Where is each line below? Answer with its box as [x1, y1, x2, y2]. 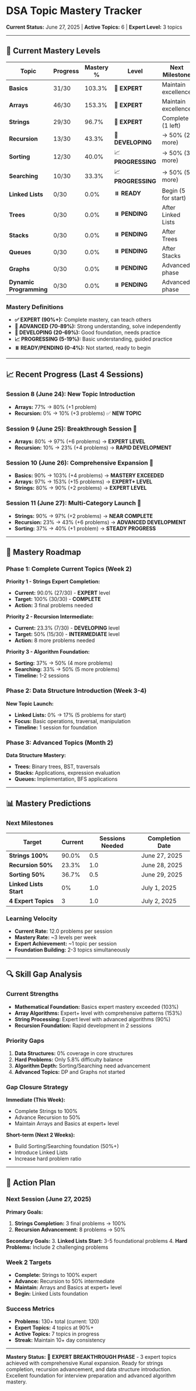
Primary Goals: [6, 1208, 43, 1215]
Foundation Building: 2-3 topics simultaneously [14, 946, 130, 953]
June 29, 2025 [141, 870, 183, 878]
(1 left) [162, 121, 181, 129]
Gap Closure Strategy [6, 1083, 69, 1091]
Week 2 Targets [6, 1258, 51, 1266]
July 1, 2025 [141, 884, 177, 892]
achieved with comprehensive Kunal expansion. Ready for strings [6, 1359, 163, 1367]
